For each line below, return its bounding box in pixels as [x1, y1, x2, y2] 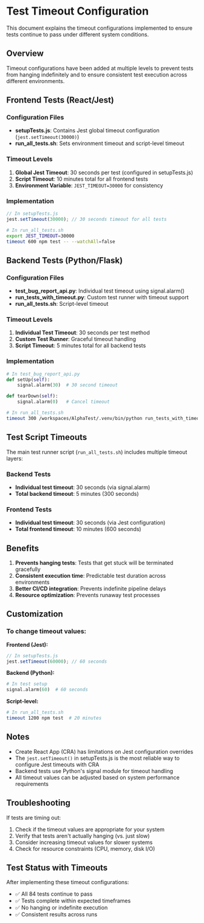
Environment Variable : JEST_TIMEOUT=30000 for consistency [15, 181, 163, 189]
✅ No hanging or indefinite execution [15, 904, 108, 911]
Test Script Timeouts [6, 432, 87, 442]
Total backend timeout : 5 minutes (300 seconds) [15, 490, 139, 497]
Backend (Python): [6, 669, 55, 677]
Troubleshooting [6, 798, 71, 808]
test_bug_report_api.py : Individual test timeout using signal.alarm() [15, 287, 185, 295]
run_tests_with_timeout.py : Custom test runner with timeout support [15, 294, 189, 301]
